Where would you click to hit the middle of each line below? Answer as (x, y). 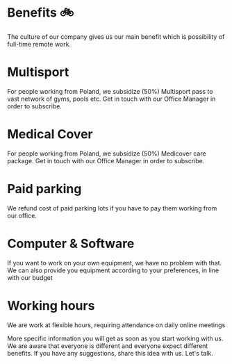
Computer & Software (71, 243)
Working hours (51, 305)
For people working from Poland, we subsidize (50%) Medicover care (107, 154)
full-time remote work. (39, 44)
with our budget (30, 277)
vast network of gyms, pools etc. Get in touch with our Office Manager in (111, 99)
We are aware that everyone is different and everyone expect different (108, 346)
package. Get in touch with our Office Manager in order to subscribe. (106, 160)
